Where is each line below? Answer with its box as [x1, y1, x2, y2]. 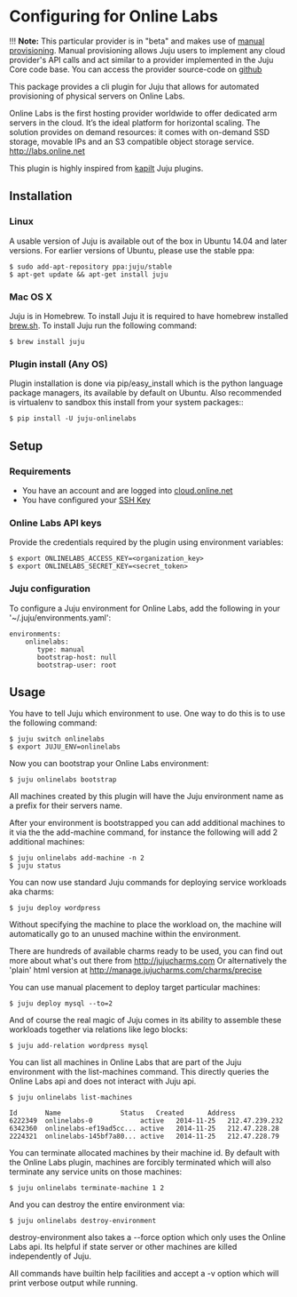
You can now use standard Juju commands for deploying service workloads [9, 877, 286, 888]
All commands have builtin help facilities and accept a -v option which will [9, 1269, 279, 1279]
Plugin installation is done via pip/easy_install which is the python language [9, 378, 284, 388]
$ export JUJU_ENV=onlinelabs [9, 742, 121, 752]
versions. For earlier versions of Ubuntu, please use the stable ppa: [9, 244, 255, 255]
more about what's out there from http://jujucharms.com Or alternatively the [9, 956, 287, 966]
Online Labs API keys [9, 516, 102, 529]
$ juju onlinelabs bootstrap [9, 775, 117, 784]
